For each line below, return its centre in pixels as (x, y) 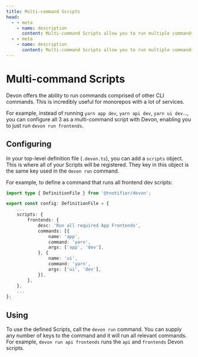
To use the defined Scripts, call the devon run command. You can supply (94, 329)
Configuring (29, 144)
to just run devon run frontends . (45, 125)
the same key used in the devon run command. (63, 171)
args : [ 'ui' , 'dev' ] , (75, 269)
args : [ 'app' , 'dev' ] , (76, 247)
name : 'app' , (64, 236)
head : (13, 17)
